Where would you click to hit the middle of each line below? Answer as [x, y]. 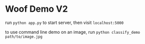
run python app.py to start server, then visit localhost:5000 [64, 22]
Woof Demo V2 [36, 9]
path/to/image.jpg [24, 37]
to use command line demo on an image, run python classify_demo [73, 32]
